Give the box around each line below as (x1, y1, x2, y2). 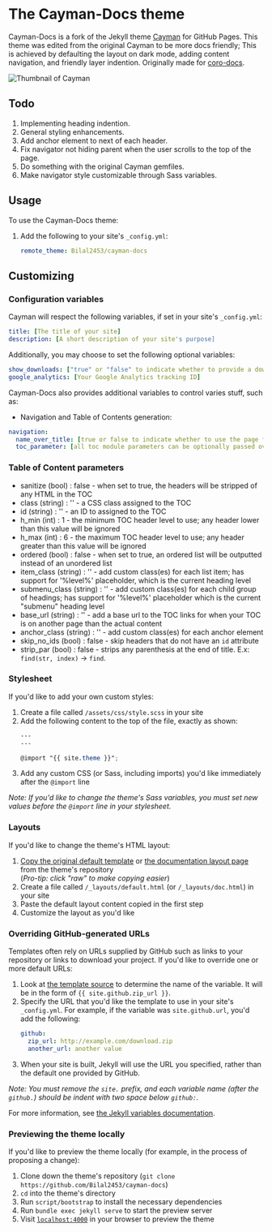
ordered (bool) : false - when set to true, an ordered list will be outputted (19, 549, 262, 559)
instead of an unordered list (19, 558, 113, 568)
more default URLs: (8, 963, 73, 974)
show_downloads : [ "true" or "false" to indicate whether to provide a (8, 365, 252, 373)
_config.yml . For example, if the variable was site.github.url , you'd (19, 1006, 250, 1015)
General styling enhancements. (19, 127, 125, 136)
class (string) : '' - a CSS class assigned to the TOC (19, 498, 192, 507)
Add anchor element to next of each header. (19, 136, 168, 145)
